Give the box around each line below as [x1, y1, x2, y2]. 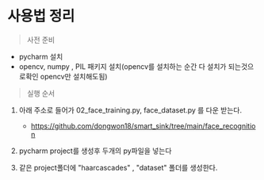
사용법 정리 [7, 7, 75, 25]
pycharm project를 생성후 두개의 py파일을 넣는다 [18, 146, 172, 155]
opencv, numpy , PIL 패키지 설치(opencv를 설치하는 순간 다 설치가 [18, 61, 227, 71]
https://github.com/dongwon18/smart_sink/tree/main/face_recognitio [30, 121, 256, 131]
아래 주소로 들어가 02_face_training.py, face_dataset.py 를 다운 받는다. [18, 105, 243, 115]
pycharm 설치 [18, 52, 63, 61]
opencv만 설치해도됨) [40, 71, 108, 81]
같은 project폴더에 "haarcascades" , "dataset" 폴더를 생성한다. [18, 163, 218, 172]
